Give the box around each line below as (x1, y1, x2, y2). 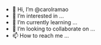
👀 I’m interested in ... (12, 12, 64, 19)
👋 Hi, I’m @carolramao (12, 6, 69, 13)
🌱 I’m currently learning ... (12, 19, 78, 26)
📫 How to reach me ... (12, 32, 69, 39)
